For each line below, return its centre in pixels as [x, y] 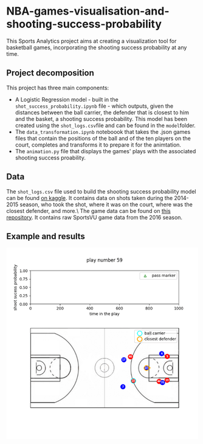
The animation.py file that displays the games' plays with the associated [105, 151]
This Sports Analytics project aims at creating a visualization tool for [91, 41]
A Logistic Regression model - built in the [67, 99]
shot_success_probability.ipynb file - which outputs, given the [94, 106]
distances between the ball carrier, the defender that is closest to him [102, 112]
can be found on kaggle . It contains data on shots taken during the [90, 198]
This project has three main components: [58, 88]
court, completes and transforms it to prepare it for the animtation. [98, 145]
